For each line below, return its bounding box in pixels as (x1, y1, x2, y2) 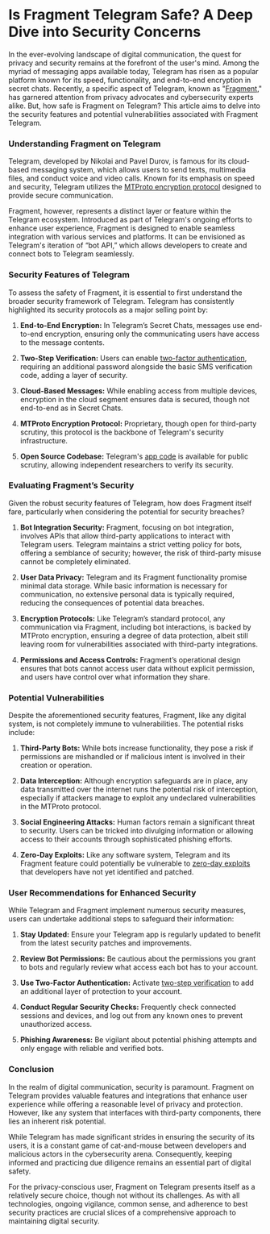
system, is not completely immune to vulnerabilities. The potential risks (8, 719, 244, 729)
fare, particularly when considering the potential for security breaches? (8, 506, 245, 517)
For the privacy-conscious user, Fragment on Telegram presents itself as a (8, 1182, 255, 1191)
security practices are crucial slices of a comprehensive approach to (8, 1207, 236, 1217)
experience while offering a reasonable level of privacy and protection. (8, 1099, 243, 1109)
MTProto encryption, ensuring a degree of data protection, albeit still (19, 630, 248, 640)
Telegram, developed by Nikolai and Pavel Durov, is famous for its (8, 156, 226, 166)
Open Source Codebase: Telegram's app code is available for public (19, 451, 249, 461)
